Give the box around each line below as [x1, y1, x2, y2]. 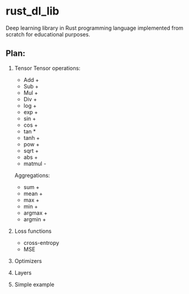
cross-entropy [23, 239, 59, 246]
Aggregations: [14, 172, 50, 179]
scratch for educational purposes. [5, 30, 90, 38]
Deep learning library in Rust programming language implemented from [5, 24, 184, 32]
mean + [23, 190, 43, 197]
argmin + [23, 215, 47, 222]
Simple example [14, 281, 55, 288]
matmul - [23, 159, 47, 167]
